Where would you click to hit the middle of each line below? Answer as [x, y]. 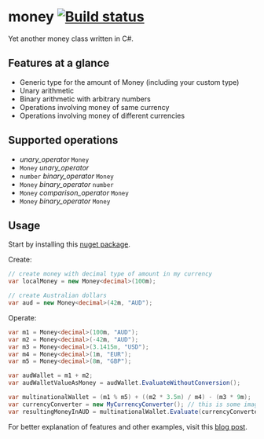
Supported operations [63, 140]
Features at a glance [59, 63]
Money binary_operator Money [65, 201]
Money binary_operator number [66, 184]
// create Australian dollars [58, 296]
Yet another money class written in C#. [71, 38]
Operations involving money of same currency [94, 107]
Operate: [22, 317]
